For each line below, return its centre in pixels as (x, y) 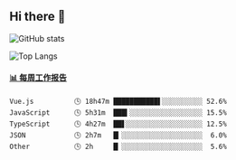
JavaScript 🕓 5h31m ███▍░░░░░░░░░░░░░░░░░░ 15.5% (118, 113)
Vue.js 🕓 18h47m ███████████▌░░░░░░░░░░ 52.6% (118, 102)
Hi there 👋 (38, 17)
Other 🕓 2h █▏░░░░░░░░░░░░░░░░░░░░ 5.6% (118, 147)
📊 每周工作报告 (38, 78)
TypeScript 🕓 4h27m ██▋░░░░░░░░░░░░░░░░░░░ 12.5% (118, 124)
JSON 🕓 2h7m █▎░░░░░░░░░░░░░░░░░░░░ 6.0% (118, 136)
